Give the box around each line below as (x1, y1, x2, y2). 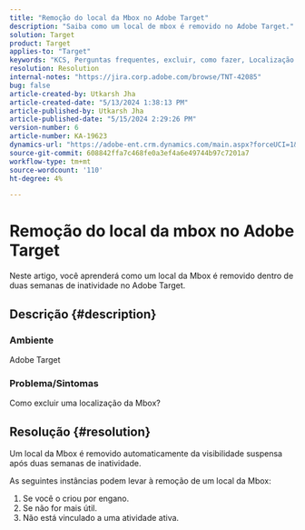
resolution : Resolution (9, 65, 100, 74)
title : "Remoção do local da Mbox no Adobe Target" (9, 13, 209, 23)
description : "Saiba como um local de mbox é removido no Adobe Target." (9, 22, 295, 31)
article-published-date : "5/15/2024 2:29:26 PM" (9, 115, 197, 124)
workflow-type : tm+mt (9, 156, 92, 166)
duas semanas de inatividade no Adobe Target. (9, 280, 186, 291)
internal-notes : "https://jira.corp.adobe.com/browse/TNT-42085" (9, 73, 261, 82)
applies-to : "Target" (9, 47, 92, 56)
